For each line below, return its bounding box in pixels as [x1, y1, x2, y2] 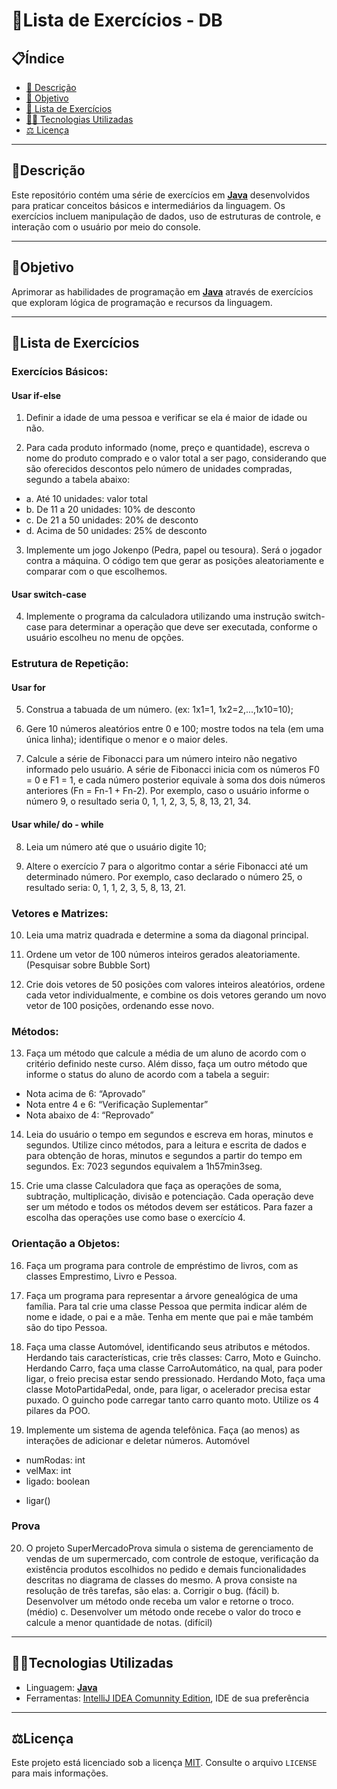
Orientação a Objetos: [11, 1237, 121, 1251]
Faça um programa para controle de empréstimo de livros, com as [25, 1259, 299, 1271]
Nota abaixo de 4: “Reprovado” [25, 1109, 154, 1121]
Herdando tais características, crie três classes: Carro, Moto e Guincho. [25, 1351, 322, 1363]
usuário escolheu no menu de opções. [25, 632, 184, 644]
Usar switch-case [11, 588, 87, 600]
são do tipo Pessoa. [25, 1321, 108, 1333]
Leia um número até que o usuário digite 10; [25, 840, 207, 853]
